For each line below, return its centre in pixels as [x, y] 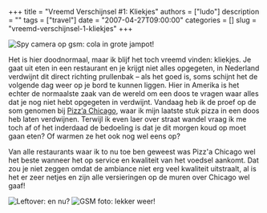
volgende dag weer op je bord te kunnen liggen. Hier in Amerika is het [124, 85]
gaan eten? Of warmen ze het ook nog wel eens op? [94, 136]
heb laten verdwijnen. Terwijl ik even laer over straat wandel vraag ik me [127, 119]
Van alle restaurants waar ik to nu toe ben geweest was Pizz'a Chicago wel [132, 152]
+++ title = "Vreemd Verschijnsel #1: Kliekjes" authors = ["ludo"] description [134, 12]
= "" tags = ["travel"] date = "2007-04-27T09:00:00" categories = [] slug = [132, 20]
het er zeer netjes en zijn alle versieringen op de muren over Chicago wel [129, 177]
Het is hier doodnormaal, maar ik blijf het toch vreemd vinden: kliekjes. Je [130, 60]
